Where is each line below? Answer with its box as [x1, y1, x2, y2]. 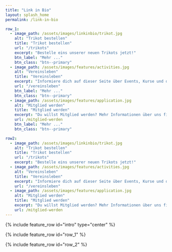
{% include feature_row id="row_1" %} [5, 231, 86, 238]
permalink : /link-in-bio [5, 17, 58, 22]
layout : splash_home [5, 12, 50, 17]
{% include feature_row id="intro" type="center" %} [5, 221, 116, 227]
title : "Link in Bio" [5, 7, 52, 13]
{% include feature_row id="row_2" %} [5, 241, 88, 247]
